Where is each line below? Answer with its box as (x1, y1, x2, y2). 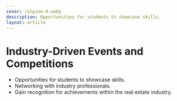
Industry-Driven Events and (6, 44, 144, 58)
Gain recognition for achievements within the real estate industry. (14, 89, 172, 96)
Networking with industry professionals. (14, 82, 111, 89)
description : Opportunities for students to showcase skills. (6, 14, 161, 20)
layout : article (6, 19, 46, 25)
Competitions (6, 57, 74, 70)
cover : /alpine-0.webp (6, 8, 62, 15)
